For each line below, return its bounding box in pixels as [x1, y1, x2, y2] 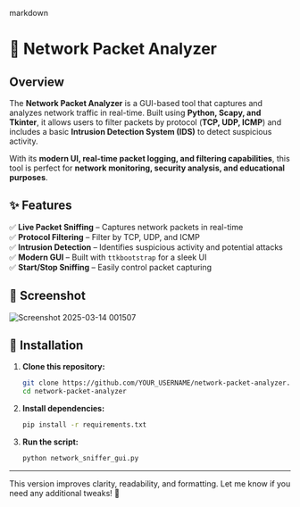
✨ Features [9, 198, 72, 213]
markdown [9, 8, 49, 18]
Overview [9, 74, 65, 89]
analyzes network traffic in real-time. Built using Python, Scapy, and [9, 107, 262, 118]
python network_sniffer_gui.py [21, 454, 139, 463]
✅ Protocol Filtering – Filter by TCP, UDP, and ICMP [9, 231, 201, 242]
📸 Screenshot [9, 288, 87, 303]
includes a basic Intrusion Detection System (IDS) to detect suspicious [9, 127, 272, 137]
